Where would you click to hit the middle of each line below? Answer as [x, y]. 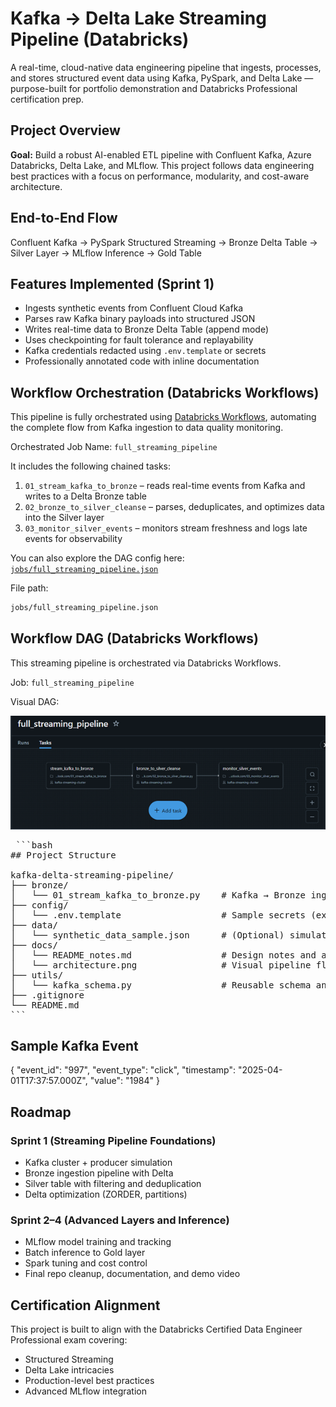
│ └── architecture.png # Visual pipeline [161, 965]
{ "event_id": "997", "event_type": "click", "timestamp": [123, 1070]
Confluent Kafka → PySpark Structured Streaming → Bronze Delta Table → [164, 242]
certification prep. [47, 99]
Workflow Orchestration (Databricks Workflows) [165, 392]
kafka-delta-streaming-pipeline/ [92, 875]
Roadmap [41, 1112]
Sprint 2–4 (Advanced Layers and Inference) [120, 1220]
